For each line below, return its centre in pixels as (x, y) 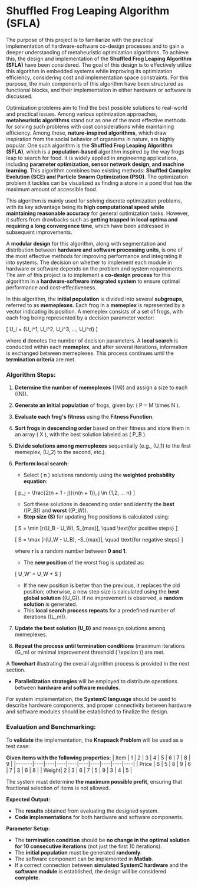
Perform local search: (42, 464)
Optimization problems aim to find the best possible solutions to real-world (97, 107)
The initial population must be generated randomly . (78, 852)
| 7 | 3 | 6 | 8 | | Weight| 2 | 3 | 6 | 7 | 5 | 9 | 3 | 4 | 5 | (69, 770)
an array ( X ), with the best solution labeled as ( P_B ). (81, 435)
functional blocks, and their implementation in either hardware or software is (99, 90)
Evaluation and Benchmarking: (51, 727)
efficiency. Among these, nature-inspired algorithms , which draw (86, 133)
